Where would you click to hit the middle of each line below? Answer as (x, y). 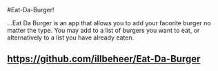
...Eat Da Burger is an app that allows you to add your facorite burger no (109, 23)
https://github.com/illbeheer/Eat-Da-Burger (104, 59)
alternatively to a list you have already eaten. (71, 38)
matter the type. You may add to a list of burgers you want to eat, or (103, 30)
